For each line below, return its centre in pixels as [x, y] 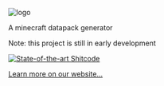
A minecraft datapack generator [61, 27]
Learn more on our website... [56, 74]
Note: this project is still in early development [82, 43]
